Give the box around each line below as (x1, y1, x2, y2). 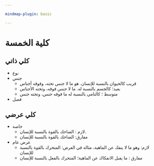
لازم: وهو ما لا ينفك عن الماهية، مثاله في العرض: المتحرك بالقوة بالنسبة (19, 144, 150, 151)
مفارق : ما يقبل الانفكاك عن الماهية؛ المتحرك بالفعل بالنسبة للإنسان (19, 155, 143, 161)
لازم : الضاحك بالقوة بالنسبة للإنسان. (19, 129, 86, 135)
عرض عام (12, 139, 31, 145)
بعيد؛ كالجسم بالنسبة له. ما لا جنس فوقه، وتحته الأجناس (19, 85, 121, 91)
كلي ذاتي (5, 57, 30, 65)
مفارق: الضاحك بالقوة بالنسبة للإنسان (19, 134, 88, 140)
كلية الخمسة (5, 37, 50, 48)
